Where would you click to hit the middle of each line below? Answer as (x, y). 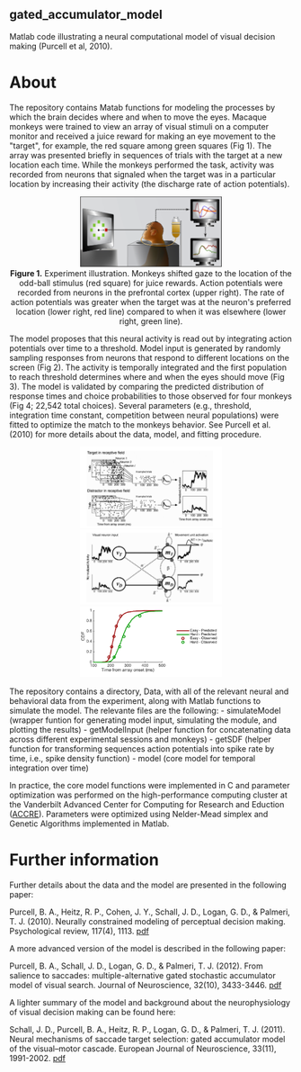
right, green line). (151, 321)
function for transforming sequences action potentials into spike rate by (142, 748)
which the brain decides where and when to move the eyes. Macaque (138, 117)
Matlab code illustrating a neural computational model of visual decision (142, 36)
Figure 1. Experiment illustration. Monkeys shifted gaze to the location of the (151, 274)
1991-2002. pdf (37, 1058)
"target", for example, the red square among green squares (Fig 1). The (141, 145)
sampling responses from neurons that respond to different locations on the (150, 358)
